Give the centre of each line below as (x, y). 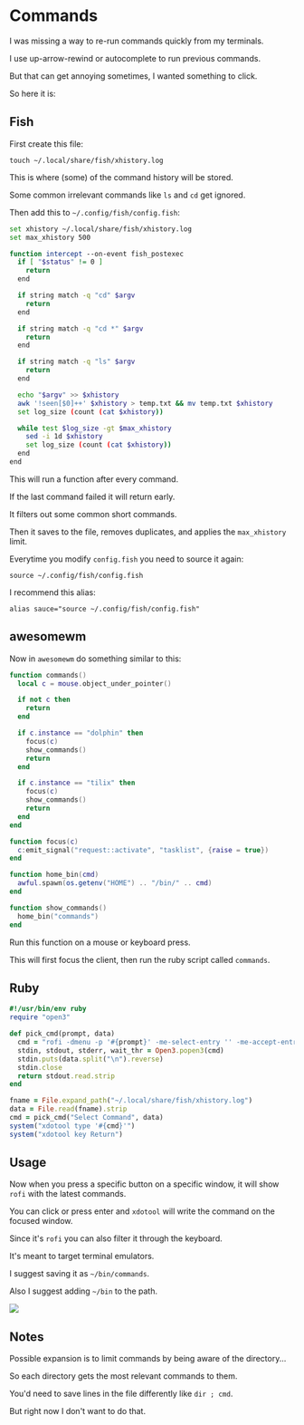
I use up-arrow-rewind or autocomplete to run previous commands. (135, 58)
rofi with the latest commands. (68, 1194)
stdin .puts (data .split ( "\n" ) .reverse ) (91, 1059)
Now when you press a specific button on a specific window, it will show (144, 1184)
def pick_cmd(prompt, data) (62, 1034)
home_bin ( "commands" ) (58, 916)
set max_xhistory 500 (50, 237)
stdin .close (40, 1067)
